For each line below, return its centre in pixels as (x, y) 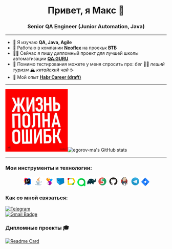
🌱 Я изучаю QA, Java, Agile (42, 43)
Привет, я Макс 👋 (86, 11)
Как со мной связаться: (37, 198)
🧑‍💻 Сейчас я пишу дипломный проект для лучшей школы (76, 53)
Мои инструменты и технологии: (49, 168)
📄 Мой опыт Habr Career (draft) (47, 77)
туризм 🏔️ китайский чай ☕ (43, 70)
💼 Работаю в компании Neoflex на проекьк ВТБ (64, 48)
